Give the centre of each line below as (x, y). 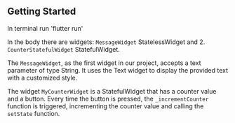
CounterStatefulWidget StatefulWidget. (64, 49)
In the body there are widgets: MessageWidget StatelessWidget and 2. (106, 42)
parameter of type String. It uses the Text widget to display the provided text (118, 70)
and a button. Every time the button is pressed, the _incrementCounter (108, 99)
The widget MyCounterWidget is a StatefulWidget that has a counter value (112, 91)
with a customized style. (42, 78)
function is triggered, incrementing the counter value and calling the (106, 106)
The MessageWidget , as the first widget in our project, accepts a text (104, 63)
